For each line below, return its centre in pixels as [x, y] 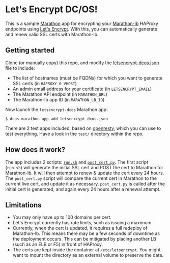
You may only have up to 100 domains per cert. [62, 217]
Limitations [23, 205]
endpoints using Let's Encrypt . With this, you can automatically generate [81, 29]
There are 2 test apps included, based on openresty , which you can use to [83, 128]
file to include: [20, 68]
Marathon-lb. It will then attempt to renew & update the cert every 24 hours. [85, 173]
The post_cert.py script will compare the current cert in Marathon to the [81, 178]
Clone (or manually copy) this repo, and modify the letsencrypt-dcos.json [82, 63]
